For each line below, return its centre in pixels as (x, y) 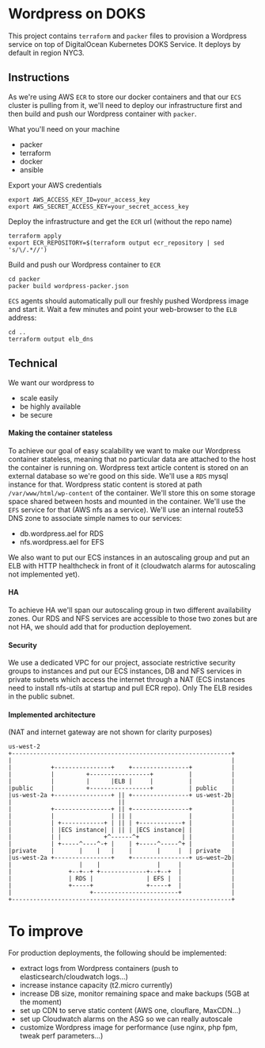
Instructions (39, 77)
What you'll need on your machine (64, 129)
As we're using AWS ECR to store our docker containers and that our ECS (125, 97)
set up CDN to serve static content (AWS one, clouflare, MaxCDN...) (130, 1011)
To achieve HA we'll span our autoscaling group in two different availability (130, 610)
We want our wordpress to (51, 383)
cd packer (25, 279)
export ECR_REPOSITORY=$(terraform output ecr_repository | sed (116, 243)
